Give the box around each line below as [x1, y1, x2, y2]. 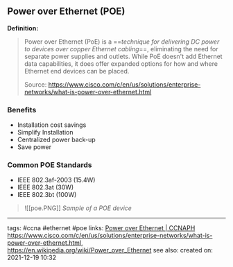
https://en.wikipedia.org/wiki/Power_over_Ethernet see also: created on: [7, 246, 214, 255]
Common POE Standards [7, 160, 92, 170]
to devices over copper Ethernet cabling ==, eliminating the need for [24, 44, 218, 53]
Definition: [7, 24, 39, 32]
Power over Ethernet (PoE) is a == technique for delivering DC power [24, 37, 220, 46]
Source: [24, 80, 47, 89]
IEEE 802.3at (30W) [17, 183, 74, 191]
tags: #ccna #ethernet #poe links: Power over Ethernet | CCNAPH [7, 224, 196, 232]
